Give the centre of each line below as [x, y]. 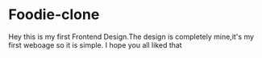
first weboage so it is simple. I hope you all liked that [96, 44]
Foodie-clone [54, 15]
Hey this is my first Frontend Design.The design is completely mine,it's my [131, 37]
